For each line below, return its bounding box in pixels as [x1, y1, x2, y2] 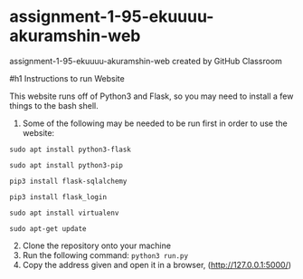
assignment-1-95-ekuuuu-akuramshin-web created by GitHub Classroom [9, 55, 282, 66]
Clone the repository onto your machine [22, 240, 172, 251]
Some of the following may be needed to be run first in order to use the [22, 118, 288, 129]
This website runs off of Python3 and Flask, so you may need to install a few [9, 91, 294, 101]
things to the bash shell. [9, 100, 99, 111]
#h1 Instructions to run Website [9, 72, 125, 83]
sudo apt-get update [9, 224, 88, 233]
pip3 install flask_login [9, 192, 107, 201]
